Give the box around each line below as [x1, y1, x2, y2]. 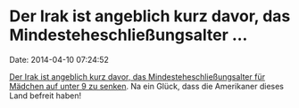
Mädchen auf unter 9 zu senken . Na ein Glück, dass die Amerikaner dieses [9, 81, 284, 91]
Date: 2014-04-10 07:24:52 [9, 54, 110, 65]
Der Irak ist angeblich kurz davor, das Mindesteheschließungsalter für [9, 71, 266, 81]
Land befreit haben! [9, 90, 82, 101]
